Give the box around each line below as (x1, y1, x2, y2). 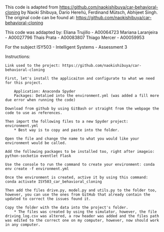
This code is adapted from (5, 4, 58, 10)
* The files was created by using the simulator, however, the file (14, 209, 157, 214)
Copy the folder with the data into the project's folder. (5, 205, 129, 210)
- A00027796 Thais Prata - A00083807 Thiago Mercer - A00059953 (5, 34, 145, 40)
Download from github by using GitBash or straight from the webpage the (5, 106, 160, 111)
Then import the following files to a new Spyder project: (5, 119, 129, 124)
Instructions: (5, 54, 30, 59)
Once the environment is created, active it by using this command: (5, 175, 148, 180)
